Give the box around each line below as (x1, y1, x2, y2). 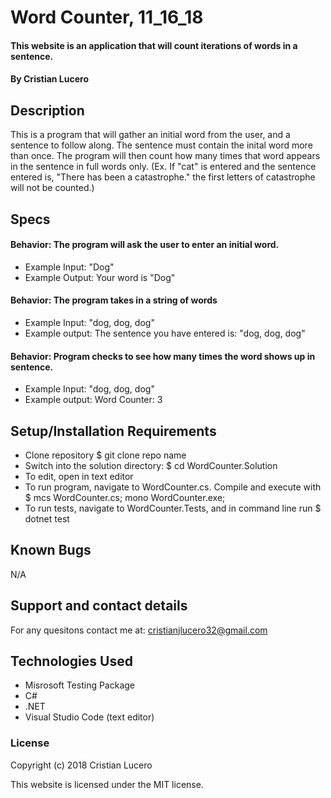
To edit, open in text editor (24, 471, 134, 482)
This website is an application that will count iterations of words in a (10, 39, 298, 51)
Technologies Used (10, 653, 133, 670)
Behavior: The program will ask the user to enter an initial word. (10, 239, 280, 251)
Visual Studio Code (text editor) (24, 711, 155, 723)
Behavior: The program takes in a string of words (10, 294, 218, 306)
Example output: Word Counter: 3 (24, 394, 163, 406)
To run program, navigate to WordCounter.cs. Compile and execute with (24, 481, 322, 493)
